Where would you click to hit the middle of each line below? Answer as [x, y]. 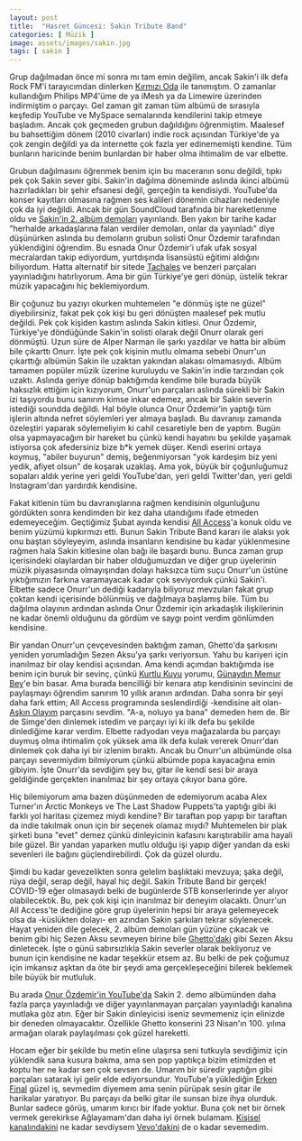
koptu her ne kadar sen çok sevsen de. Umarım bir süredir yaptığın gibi [141, 1070]
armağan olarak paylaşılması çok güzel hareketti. [100, 1033]
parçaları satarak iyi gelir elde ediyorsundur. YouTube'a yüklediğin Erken [143, 1080]
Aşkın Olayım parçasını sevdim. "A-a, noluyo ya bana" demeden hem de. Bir [150, 713]
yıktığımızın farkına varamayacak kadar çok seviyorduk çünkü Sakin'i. [138, 580]
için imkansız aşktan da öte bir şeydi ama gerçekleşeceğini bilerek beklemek [151, 968]
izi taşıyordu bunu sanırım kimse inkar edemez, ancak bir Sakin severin [141, 400]
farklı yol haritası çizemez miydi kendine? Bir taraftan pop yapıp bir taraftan [148, 816]
